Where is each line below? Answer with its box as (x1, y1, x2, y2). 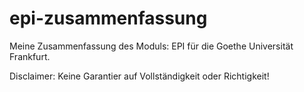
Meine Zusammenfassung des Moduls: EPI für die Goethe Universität (9, 40, 294, 52)
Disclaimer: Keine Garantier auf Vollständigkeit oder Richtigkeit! (9, 70, 270, 82)
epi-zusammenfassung (9, 7, 208, 30)
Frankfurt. (9, 50, 51, 62)
